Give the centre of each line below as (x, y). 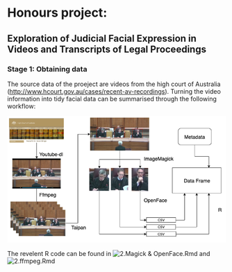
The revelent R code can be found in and (109, 254)
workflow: (22, 106)
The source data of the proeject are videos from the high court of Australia (114, 84)
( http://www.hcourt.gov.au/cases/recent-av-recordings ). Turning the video (114, 91)
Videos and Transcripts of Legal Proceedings (107, 49)
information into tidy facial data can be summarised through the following (112, 99)
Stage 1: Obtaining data (47, 69)
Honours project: (57, 13)
